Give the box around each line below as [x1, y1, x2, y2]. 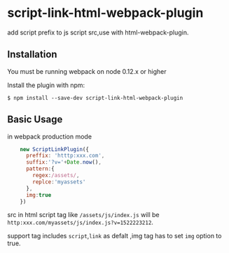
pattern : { [25, 165, 55, 173]
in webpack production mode [7, 132, 92, 141]
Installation [7, 48, 57, 60]
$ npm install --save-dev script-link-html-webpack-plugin [7, 94, 183, 101]
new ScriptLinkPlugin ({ [20, 145, 90, 153]
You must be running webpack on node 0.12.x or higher [7, 67, 167, 75]
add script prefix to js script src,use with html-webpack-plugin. [7, 28, 189, 37]
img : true [25, 191, 52, 198]
